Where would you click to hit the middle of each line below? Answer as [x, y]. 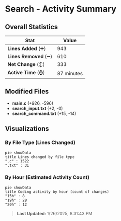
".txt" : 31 [17, 165]
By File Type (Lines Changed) [40, 142]
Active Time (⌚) [26, 72]
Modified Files [27, 91]
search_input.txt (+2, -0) [37, 108]
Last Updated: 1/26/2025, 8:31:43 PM [55, 213]
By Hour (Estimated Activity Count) [47, 177]
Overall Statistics [31, 27]
